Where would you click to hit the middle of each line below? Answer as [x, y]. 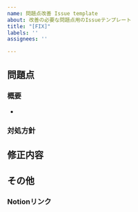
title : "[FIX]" [29, 26]
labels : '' [23, 33]
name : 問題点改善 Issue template [52, 13]
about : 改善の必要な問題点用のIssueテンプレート [69, 20]
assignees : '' [28, 39]
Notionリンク [29, 202]
